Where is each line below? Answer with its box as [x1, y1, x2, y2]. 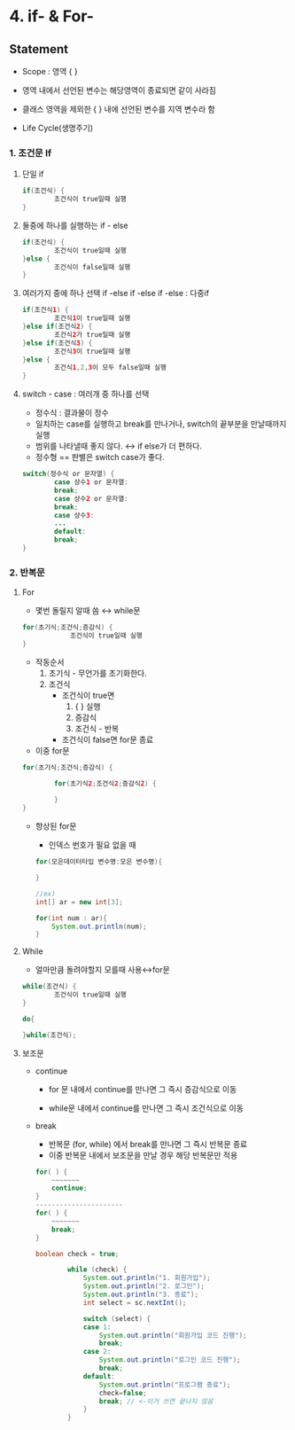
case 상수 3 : [54, 511, 95, 520]
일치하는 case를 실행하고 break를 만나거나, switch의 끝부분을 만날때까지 [35, 418, 287, 429]
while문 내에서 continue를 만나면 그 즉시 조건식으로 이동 [48, 1102, 244, 1114]
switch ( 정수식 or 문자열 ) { [21, 470, 115, 479]
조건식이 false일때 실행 [54, 262, 131, 271]
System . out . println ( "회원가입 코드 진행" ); [98, 1331, 247, 1340]
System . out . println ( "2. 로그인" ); [82, 1282, 206, 1291]
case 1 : [82, 1323, 112, 1332]
